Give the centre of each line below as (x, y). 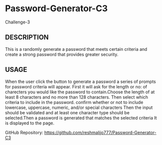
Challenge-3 (18, 22)
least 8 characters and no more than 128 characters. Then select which (77, 97)
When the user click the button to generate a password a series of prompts (81, 82)
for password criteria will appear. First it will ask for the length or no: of (76, 86)
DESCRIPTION (27, 37)
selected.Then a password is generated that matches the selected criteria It (81, 118)
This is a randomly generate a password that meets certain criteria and (76, 49)
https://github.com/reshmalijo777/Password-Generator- (100, 132)
